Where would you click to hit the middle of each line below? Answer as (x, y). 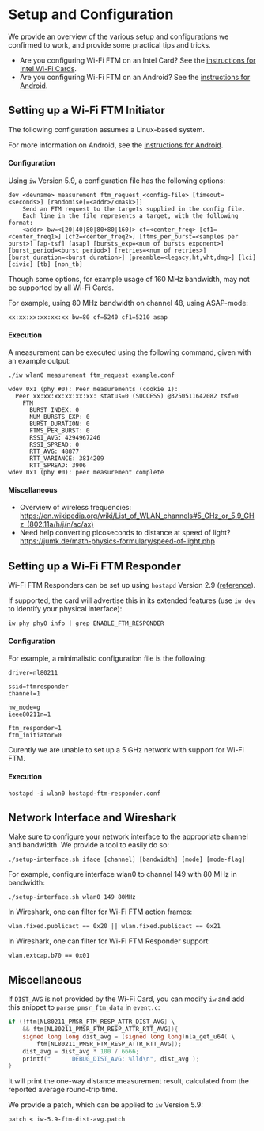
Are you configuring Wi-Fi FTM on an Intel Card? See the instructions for (138, 60)
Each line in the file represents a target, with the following (130, 215)
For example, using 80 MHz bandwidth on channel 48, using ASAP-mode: (128, 303)
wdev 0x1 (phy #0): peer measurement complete (86, 473)
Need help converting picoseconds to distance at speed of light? (125, 533)
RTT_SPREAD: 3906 (58, 466)
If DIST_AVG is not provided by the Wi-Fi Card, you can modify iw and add (126, 999)
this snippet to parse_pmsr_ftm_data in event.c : (84, 1007)
